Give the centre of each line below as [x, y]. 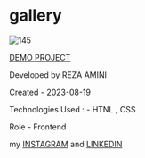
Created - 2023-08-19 [50, 92]
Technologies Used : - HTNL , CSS [72, 109]
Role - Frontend [38, 127]
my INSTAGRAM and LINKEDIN [66, 144]
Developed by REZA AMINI [58, 75]
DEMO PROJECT [40, 57]
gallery [36, 16]
